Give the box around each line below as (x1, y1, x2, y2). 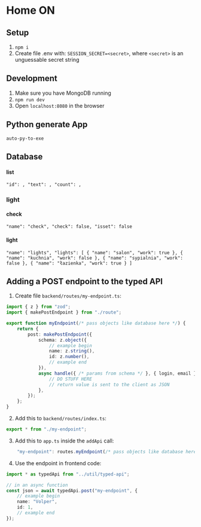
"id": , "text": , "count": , (6, 182, 82, 188)
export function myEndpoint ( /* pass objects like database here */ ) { (6, 320, 186, 327)
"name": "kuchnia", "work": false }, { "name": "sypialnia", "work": (6, 255, 184, 261)
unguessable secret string (14, 56, 80, 63)
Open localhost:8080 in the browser (14, 102, 105, 109)
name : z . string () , (48, 348, 95, 354)
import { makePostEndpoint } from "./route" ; (6, 309, 121, 315)
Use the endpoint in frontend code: (14, 459, 102, 466)
